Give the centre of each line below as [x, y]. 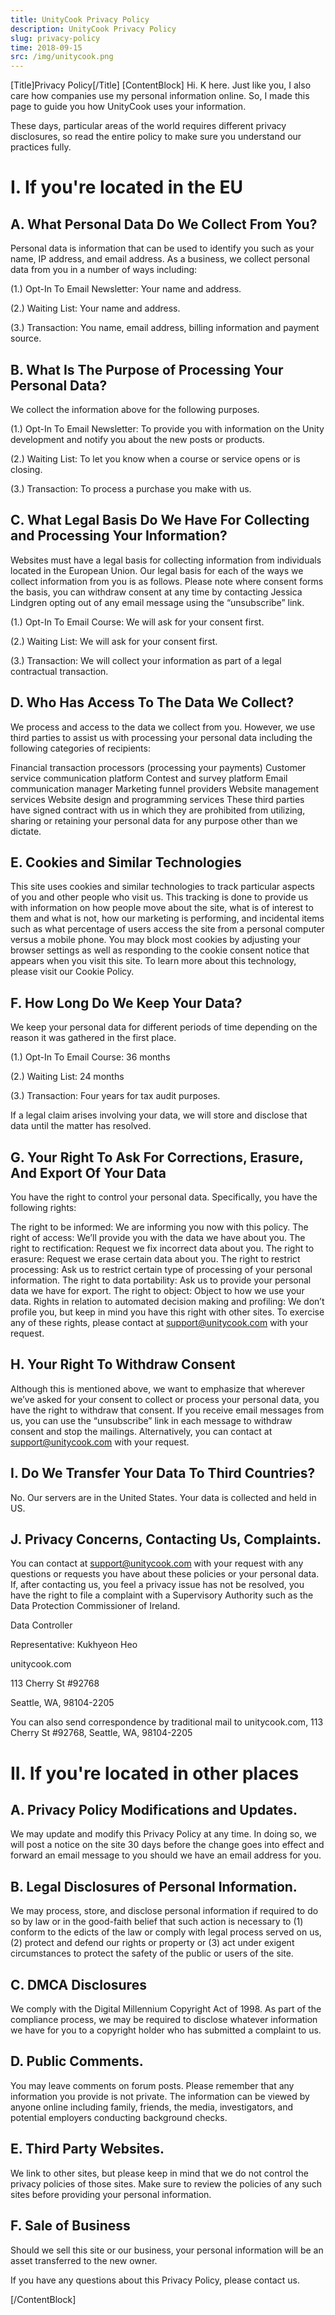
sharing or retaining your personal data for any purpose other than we [154, 820]
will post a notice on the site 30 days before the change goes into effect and [167, 1845]
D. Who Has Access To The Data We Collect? [152, 702]
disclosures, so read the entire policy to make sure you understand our [156, 137]
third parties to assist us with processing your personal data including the [161, 737]
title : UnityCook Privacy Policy [80, 19]
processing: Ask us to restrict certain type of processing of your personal [161, 1269]
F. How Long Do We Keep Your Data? [126, 1002]
